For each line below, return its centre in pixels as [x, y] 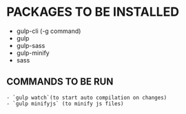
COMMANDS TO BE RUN [60, 82]
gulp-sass [31, 45]
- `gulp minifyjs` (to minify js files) [65, 104]
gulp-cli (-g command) [49, 31]
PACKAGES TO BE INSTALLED [93, 12]
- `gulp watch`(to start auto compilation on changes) [87, 98]
